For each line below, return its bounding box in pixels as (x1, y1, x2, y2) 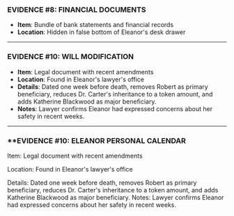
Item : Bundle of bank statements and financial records (17, 21, 174, 29)
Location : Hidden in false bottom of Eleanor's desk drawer (17, 28, 186, 36)
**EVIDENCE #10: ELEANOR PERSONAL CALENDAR (7, 135, 186, 145)
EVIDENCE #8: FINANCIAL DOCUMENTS (7, 5, 146, 15)
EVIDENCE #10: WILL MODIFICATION (7, 52, 134, 62)
